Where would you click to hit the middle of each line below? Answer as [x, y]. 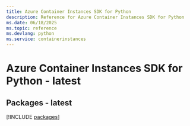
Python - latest [44, 81]
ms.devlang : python [30, 34]
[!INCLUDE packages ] [33, 117]
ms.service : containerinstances [46, 39]
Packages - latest [39, 103]
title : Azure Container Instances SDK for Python [69, 12]
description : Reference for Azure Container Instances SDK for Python [95, 17]
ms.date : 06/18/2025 [32, 22]
